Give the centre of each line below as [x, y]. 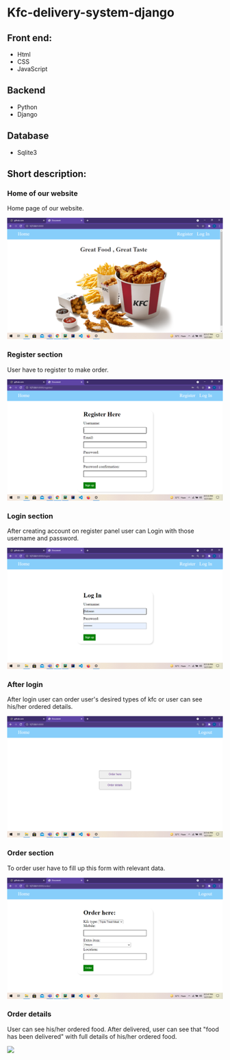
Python [27, 107]
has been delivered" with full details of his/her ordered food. [92, 1036]
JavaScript [32, 69]
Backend [26, 91]
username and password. [43, 538]
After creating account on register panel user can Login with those [101, 531]
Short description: [47, 174]
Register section [35, 354]
